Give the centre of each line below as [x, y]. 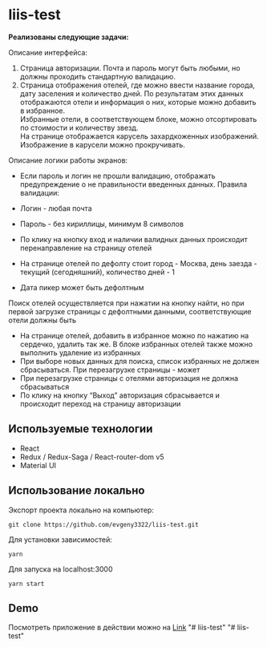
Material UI [38, 465]
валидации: [40, 192]
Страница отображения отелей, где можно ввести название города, [137, 85]
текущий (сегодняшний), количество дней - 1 [97, 272]
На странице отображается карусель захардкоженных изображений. [139, 136]
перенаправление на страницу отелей [86, 248]
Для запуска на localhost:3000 [61, 569]
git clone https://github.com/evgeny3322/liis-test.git [103, 524]
